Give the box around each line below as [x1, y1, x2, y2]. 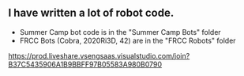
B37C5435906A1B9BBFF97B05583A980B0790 [8, 59, 163, 69]
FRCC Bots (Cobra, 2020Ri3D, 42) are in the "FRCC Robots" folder [19, 36, 236, 45]
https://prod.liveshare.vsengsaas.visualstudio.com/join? [8, 51, 190, 60]
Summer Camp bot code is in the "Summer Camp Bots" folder [19, 27, 221, 36]
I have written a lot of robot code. [8, 6, 175, 20]
